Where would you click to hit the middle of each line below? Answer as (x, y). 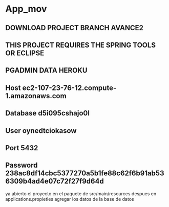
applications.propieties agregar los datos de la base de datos (70, 199)
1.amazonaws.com (36, 96)
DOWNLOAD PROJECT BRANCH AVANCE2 (74, 28)
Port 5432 (22, 148)
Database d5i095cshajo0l (47, 113)
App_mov (26, 9)
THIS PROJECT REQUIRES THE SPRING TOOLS (81, 45)
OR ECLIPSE (25, 53)
